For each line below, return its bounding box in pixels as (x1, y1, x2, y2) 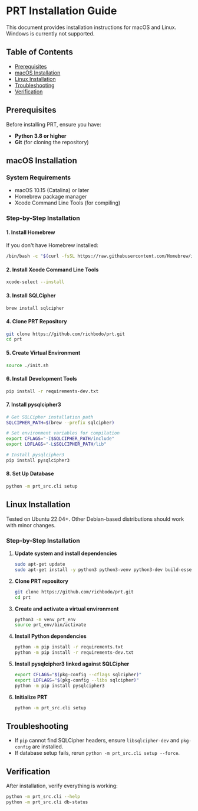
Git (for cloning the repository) (14, 138, 90, 145)
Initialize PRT (14, 693, 48, 700)
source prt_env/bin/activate (14, 622, 87, 628)
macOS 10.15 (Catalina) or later (14, 187, 90, 194)
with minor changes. (6, 521, 56, 528)
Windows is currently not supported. (6, 30, 95, 37)
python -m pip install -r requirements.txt (14, 644, 124, 650)
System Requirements (6, 173, 71, 181)
